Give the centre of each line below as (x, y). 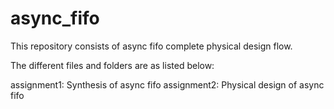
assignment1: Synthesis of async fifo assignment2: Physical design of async (167, 84)
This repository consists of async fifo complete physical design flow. (151, 46)
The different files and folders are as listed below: (112, 65)
